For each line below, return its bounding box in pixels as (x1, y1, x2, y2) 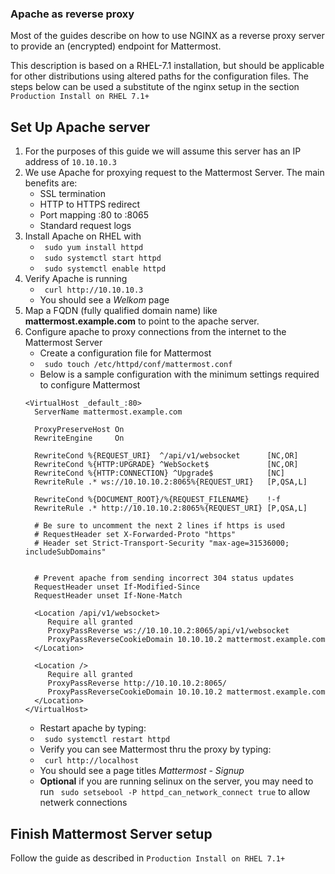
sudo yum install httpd (44, 243, 144, 253)
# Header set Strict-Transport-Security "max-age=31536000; (34, 538, 290, 549)
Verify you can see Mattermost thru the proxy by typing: (39, 743, 272, 756)
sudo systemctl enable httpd (44, 264, 167, 274)
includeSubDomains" (24, 547, 107, 557)
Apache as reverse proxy (10, 7, 135, 21)
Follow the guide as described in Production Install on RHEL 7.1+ (10, 852, 286, 864)
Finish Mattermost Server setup (10, 825, 213, 842)
